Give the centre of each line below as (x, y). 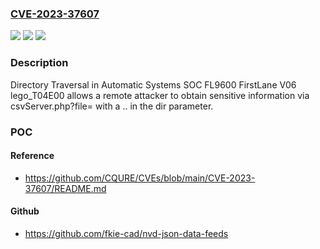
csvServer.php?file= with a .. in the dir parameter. (112, 106)
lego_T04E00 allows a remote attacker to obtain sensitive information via (160, 95)
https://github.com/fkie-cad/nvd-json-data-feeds (126, 233)
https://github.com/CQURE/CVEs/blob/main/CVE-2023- (140, 178)
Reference (32, 156)
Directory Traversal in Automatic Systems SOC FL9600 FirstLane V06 (153, 84)
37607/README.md (65, 188)
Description (39, 63)
